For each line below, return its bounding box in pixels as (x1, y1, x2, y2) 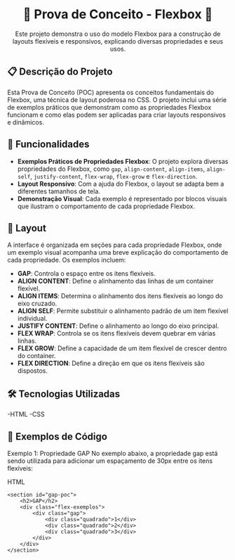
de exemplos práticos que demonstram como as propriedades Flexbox (7, 103, 212, 111)
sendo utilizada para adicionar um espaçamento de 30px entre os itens (7, 457, 213, 465)
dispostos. (17, 367, 48, 375)
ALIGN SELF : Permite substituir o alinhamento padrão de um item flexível (17, 307, 229, 315)
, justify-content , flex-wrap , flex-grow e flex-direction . (30, 172, 198, 180)
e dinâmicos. (7, 117, 44, 126)
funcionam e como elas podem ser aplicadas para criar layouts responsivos (7, 110, 226, 119)
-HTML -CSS (7, 410, 46, 419)
